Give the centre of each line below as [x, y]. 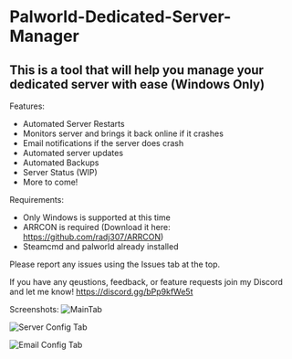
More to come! [50, 182]
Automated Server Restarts [73, 124]
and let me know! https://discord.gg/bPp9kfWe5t [101, 291]
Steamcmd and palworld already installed [100, 247]
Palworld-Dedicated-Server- [120, 17]
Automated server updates [73, 153]
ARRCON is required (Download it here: [96, 227]
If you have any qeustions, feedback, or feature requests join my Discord [146, 282]
